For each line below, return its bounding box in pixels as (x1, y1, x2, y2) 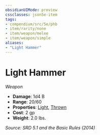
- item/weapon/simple (5, 36, 51, 41)
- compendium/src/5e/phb (5, 21, 58, 27)
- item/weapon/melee (5, 31, 49, 36)
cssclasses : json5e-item (5, 12, 58, 17)
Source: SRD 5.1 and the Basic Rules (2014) (5, 124, 95, 130)
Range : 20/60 (12, 99, 42, 105)
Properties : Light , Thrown (12, 104, 67, 110)
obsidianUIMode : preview (5, 7, 58, 13)
